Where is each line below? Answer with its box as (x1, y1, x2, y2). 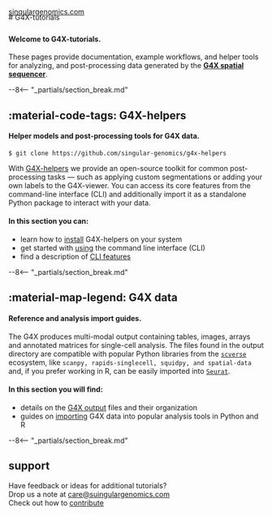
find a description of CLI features (19, 251, 132, 261)
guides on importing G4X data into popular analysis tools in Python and (19, 411, 259, 421)
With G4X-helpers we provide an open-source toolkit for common (8, 163, 229, 173)
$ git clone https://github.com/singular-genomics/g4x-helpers (8, 149, 227, 157)
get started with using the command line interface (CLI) (19, 243, 205, 252)
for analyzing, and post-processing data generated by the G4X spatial (8, 61, 244, 71)
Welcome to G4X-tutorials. (8, 34, 101, 44)
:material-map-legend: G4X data (8, 291, 178, 305)
